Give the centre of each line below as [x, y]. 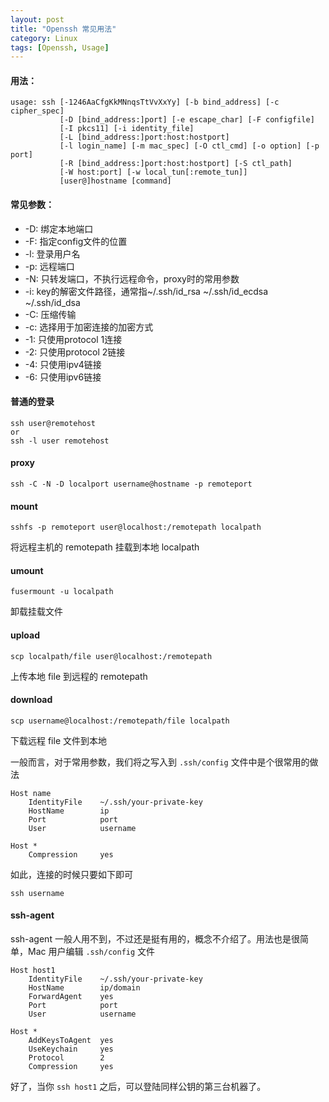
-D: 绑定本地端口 [59, 228]
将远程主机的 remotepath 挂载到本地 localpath [105, 547]
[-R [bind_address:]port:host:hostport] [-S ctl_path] [176, 164]
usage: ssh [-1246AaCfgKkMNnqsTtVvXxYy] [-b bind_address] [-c [145, 102]
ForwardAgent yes [71, 997]
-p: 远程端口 [49, 266]
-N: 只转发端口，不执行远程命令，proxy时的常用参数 [132, 278]
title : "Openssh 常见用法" [63, 29]
